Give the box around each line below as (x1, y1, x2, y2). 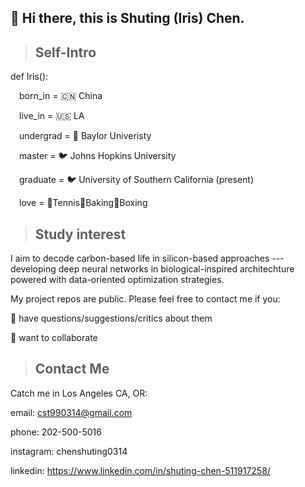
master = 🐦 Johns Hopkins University (19, 150, 177, 162)
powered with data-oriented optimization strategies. (10, 274, 225, 286)
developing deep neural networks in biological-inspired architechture (10, 263, 295, 275)
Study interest (34, 226, 127, 243)
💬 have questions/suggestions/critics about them (10, 312, 213, 325)
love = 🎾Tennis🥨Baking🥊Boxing (19, 197, 148, 209)
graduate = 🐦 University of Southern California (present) (19, 174, 255, 186)
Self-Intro (34, 44, 97, 61)
